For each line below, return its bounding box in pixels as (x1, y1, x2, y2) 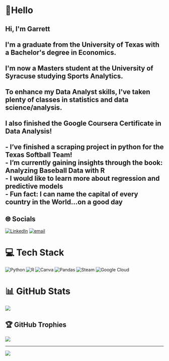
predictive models (5, 182, 63, 190)
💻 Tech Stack (5, 247, 64, 258)
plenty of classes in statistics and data (5, 95, 129, 104)
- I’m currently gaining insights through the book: (5, 158, 163, 167)
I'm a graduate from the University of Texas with (5, 40, 159, 49)
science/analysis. (5, 103, 62, 112)
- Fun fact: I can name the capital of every (5, 190, 138, 198)
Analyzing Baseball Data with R (5, 166, 105, 175)
